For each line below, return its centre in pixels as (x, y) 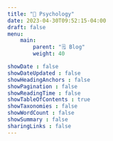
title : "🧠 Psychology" (41, 14)
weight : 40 (49, 54)
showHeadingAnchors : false (49, 80)
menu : (15, 34)
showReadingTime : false (44, 93)
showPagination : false (43, 86)
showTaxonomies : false (43, 106)
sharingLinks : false (39, 126)
